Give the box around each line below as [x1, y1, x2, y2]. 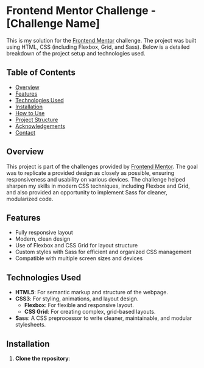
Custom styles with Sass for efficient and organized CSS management [15, 248, 192, 256]
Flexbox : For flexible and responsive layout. [24, 302, 134, 309]
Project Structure [15, 116, 58, 123]
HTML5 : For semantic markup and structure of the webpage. [15, 289, 169, 296]
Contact [15, 129, 35, 136]
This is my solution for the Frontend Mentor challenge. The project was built [6, 37, 197, 44]
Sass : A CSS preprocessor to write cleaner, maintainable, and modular [15, 314, 192, 322]
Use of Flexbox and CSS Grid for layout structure [15, 242, 138, 249]
